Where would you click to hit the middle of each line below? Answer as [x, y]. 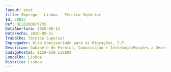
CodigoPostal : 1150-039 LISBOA [38, 52]
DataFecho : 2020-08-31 [29, 33]
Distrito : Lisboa [24, 62]
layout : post [19, 10]
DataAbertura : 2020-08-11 [33, 29]
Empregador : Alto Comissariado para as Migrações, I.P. [66, 43]
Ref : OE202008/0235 [26, 24]
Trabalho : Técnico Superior [35, 39]
